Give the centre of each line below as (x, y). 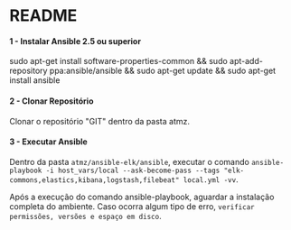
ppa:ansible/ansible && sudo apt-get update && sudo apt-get (163, 71)
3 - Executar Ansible (48, 142)
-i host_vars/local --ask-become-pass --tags (133, 170)
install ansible (35, 80)
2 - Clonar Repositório (52, 101)
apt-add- (246, 61)
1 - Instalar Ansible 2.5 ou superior (75, 41)
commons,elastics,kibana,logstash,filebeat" (94, 180)
